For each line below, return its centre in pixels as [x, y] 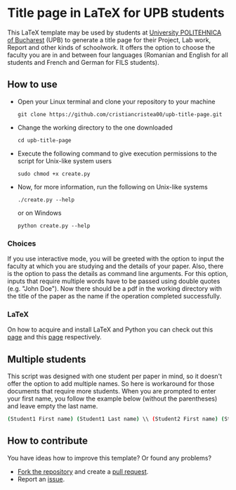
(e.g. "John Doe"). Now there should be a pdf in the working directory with [115, 289]
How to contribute [48, 441]
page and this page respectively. [54, 337]
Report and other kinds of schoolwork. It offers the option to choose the [111, 47]
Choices [22, 243]
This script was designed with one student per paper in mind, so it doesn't [115, 376]
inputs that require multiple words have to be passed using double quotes [114, 281]
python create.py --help [54, 226]
